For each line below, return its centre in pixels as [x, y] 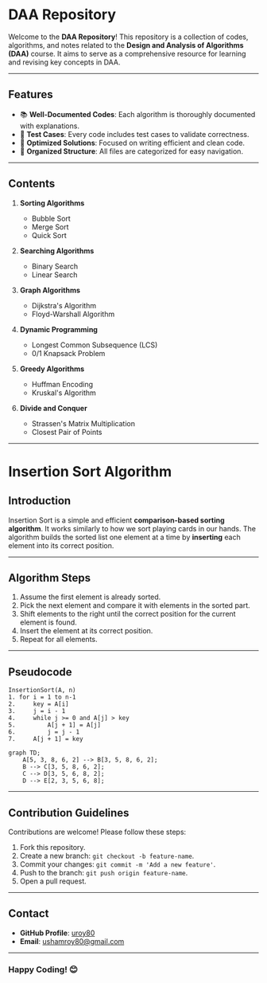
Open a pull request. [53, 881]
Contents [32, 184]
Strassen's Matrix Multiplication [83, 423]
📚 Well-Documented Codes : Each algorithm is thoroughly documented [137, 114]
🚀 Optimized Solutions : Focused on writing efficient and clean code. [132, 143]
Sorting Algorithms [52, 203]
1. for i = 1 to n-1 [43, 697]
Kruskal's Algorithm [64, 393]
